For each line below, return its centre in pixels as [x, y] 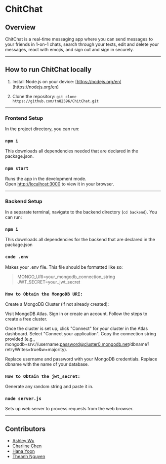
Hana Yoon [23, 451]
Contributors [25, 429]
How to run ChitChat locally [48, 70]
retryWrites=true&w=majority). [36, 349]
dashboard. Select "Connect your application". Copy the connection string [81, 333]
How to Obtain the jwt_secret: [43, 376]
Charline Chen [27, 446]
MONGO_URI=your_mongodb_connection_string [66, 277]
